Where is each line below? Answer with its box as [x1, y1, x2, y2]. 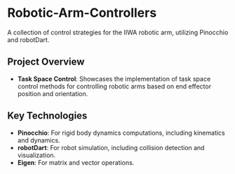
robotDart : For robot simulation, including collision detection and [17, 143, 205, 152]
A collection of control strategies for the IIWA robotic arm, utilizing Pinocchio [7, 28, 229, 36]
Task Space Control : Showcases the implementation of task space [17, 74, 211, 83]
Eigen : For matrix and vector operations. [17, 158, 135, 166]
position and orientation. [17, 89, 88, 98]
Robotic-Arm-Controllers [7, 5, 157, 21]
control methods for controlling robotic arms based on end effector [17, 82, 212, 91]
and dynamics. [17, 135, 61, 145]
